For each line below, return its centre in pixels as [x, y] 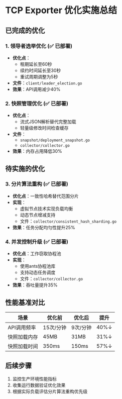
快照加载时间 [23, 346]
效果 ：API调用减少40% [36, 89]
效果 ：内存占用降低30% [37, 151]
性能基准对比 [25, 302]
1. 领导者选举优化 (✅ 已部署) [39, 46]
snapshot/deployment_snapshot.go [55, 140]
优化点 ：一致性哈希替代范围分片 [45, 196]
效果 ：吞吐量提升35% [35, 285]
